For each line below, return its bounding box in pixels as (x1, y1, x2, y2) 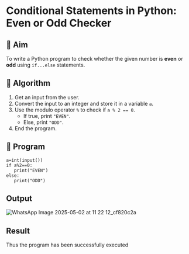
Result (6, 226, 30, 236)
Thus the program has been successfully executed (6, 241, 129, 249)
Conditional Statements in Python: (6, 4, 177, 18)
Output (6, 194, 32, 204)
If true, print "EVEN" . (23, 112, 71, 119)
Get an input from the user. (14, 93, 80, 100)
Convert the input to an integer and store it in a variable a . (14, 100, 154, 107)
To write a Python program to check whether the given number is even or (6, 55, 183, 62)
